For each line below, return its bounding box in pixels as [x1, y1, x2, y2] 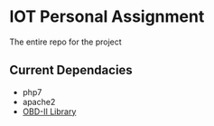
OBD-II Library [22, 106, 77, 117]
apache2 [22, 96, 56, 107]
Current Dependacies [9, 63, 133, 78]
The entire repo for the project [9, 36, 122, 47]
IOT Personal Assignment [9, 6, 205, 27]
